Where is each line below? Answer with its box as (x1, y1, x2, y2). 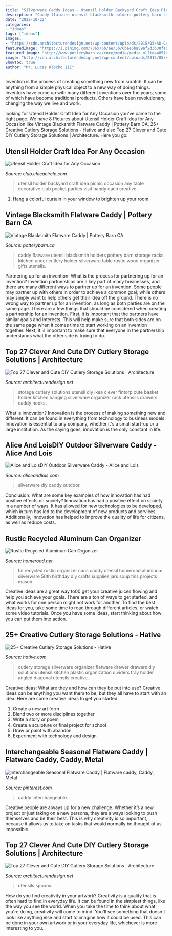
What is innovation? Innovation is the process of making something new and (5, 410, 166, 416)
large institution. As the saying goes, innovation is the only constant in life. (5, 426, 162, 432)
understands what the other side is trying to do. (5, 332, 106, 338)
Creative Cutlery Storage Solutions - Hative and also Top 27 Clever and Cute (5, 126, 167, 133)
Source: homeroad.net (5, 558, 53, 564)
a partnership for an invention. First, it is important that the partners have (5, 311, 159, 317)
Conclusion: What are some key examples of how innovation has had (5, 492, 151, 498)
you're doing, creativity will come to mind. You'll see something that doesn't (5, 908, 165, 914)
